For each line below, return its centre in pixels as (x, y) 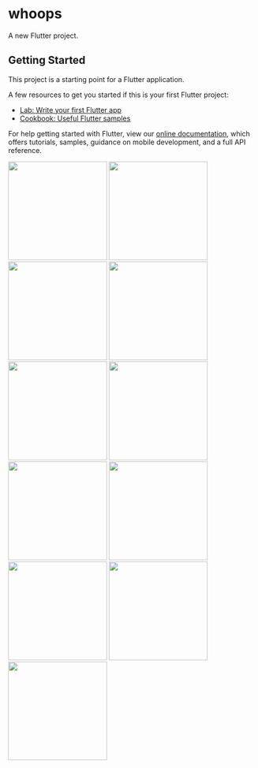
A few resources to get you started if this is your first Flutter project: (118, 95)
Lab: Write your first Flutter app (71, 110)
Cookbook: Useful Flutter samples (75, 118)
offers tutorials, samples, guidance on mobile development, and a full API (127, 142)
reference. (25, 150)
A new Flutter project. (43, 35)
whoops (35, 14)
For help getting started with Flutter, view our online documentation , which (129, 133)
